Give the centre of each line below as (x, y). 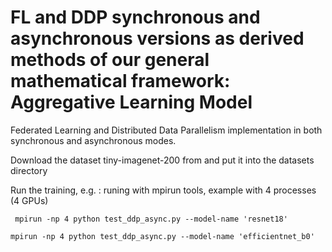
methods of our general (110, 60)
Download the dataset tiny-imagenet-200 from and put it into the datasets (162, 160)
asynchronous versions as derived (157, 38)
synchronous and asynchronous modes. (93, 140)
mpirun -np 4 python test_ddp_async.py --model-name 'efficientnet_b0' (162, 236)
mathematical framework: (120, 81)
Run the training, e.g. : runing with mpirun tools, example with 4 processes (163, 190)
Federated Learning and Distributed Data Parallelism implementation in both (166, 130)
